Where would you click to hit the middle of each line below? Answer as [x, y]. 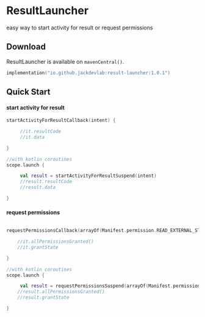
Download [26, 47]
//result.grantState [43, 297]
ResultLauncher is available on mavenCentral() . [65, 61]
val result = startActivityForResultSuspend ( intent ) [88, 176]
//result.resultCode [46, 182]
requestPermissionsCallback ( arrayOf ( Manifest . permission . [81, 231]
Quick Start [28, 92]
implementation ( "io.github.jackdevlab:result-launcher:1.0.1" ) [88, 73]
